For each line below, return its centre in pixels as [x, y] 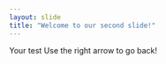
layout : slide [35, 17]
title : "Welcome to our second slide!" [83, 25]
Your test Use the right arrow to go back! [83, 50]
